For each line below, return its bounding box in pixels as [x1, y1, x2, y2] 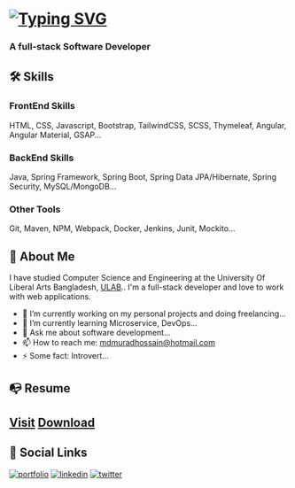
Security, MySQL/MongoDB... [9, 182, 117, 192]
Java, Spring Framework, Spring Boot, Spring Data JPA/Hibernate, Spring [9, 172, 277, 182]
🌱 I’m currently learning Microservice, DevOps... [21, 318, 198, 329]
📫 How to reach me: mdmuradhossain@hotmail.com [21, 337, 215, 348]
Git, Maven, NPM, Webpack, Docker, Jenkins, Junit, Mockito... [9, 223, 236, 234]
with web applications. [9, 291, 91, 302]
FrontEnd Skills [9, 100, 75, 112]
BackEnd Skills [9, 151, 74, 164]
